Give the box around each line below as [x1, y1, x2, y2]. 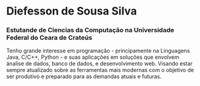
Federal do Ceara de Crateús [6, 33, 92, 42]
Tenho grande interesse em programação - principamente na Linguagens [6, 47, 190, 55]
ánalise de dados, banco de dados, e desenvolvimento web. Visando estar [6, 60, 193, 67]
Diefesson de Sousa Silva [6, 4, 137, 18]
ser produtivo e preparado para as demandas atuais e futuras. [6, 73, 162, 80]
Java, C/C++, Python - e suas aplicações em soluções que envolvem [6, 53, 179, 61]
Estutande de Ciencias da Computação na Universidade [6, 26, 174, 35]
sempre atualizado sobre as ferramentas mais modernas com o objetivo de [6, 67, 195, 74]
